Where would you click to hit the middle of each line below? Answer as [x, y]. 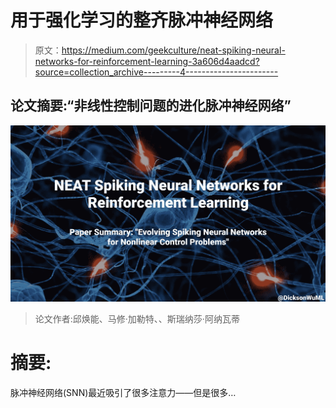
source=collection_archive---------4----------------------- [156, 72]
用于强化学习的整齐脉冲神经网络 [142, 20]
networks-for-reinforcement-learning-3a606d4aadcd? [147, 61]
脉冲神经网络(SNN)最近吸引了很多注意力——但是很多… [123, 392]
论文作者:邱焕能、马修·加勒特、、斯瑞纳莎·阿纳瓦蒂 [137, 318]
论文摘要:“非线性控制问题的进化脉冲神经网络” [151, 106]
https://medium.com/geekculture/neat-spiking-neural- [173, 50]
